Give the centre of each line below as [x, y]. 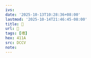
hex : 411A [16, 38]
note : [11, 47]
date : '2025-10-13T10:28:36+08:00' [43, 15]
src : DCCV [16, 43]
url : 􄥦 [12, 29]
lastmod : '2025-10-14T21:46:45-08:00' [46, 19]
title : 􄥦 [14, 24]
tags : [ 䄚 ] [17, 33]
